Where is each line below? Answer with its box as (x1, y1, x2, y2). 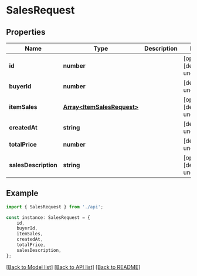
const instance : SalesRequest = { (6, 214, 91, 221)
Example (6, 188, 39, 198)
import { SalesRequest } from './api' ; (6, 204, 104, 210)
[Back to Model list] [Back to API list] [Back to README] (6, 263, 141, 271)
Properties (6, 27, 46, 37)
